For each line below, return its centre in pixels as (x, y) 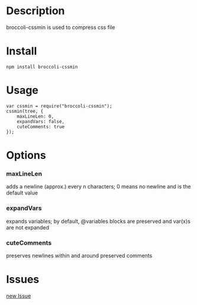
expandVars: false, (41, 121)
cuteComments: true (41, 126)
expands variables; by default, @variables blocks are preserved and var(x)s (98, 221)
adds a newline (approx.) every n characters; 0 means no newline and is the (98, 187)
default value (22, 193)
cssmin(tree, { (25, 111)
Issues (23, 280)
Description (35, 11)
